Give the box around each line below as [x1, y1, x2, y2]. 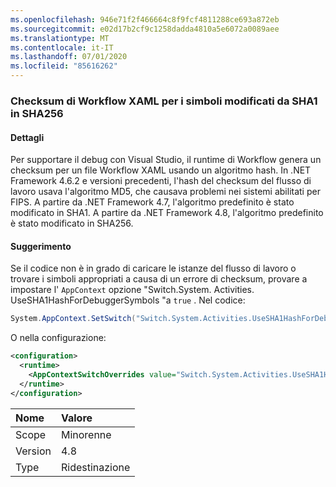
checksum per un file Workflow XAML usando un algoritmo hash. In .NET [10, 164, 312, 176]
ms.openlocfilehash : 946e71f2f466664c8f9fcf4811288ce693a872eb [10, 14, 280, 25]
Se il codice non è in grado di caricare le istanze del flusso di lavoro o [10, 262, 297, 275]
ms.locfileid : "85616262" [10, 61, 118, 71]
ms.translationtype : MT [10, 33, 110, 43]
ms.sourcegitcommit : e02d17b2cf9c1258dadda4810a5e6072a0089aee [10, 24, 280, 34]
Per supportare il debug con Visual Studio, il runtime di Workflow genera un [10, 154, 322, 166]
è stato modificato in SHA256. [10, 217, 134, 230]
